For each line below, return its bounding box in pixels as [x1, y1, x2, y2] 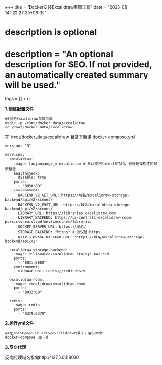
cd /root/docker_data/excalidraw [5, 125, 73, 130]
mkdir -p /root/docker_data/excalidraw [5, 121, 86, 126]
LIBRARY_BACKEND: [17, 215, 53, 220]
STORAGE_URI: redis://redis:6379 [17, 269, 86, 274]
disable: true [17, 175, 47, 180]
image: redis [14, 302, 40, 308]
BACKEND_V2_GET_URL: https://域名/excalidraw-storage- [17, 193, 130, 198]
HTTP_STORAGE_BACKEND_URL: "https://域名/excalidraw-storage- [17, 235, 145, 240]
